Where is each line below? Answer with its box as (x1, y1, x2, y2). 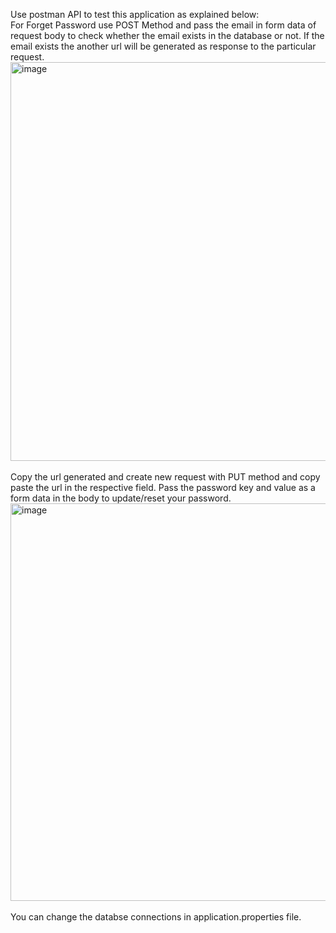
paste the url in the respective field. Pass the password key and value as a (10, 482, 316, 493)
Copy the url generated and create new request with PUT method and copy (10, 471, 321, 483)
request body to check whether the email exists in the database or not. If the (10, 30, 325, 41)
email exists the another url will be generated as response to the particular (10, 40, 317, 52)
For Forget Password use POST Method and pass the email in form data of (10, 19, 317, 31)
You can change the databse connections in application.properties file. (10, 911, 302, 923)
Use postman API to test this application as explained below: (10, 9, 260, 20)
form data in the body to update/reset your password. (10, 492, 232, 504)
